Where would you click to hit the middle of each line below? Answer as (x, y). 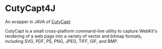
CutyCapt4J (30, 8)
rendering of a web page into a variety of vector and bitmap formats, (73, 36)
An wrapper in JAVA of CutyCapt (38, 22)
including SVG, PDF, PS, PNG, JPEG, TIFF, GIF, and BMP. (62, 41)
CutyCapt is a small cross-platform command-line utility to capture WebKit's (81, 31)
